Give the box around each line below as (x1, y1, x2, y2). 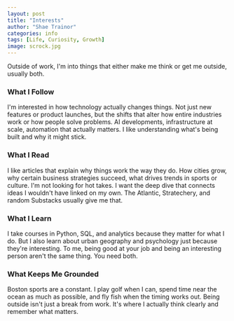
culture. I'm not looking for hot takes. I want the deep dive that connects (7, 181, 216, 189)
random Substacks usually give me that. (7, 196, 123, 204)
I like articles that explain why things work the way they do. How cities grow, (7, 166, 228, 175)
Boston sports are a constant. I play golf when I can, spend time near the (7, 285, 217, 294)
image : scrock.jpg (7, 43, 61, 50)
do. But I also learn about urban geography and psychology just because (7, 236, 218, 245)
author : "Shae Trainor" (7, 23, 77, 30)
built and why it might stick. (7, 132, 87, 141)
